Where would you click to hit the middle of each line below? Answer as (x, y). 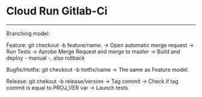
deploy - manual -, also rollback (46, 58)
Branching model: (28, 33)
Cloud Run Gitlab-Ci (57, 11)
